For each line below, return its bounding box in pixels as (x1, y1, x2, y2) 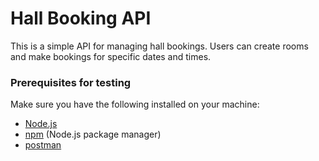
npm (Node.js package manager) (24, 128, 162, 141)
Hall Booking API (10, 7, 152, 30)
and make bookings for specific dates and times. (10, 50, 212, 62)
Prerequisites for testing (10, 75, 132, 89)
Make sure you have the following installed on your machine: (10, 98, 260, 111)
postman (24, 139, 62, 151)
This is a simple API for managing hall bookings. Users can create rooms (10, 40, 309, 52)
